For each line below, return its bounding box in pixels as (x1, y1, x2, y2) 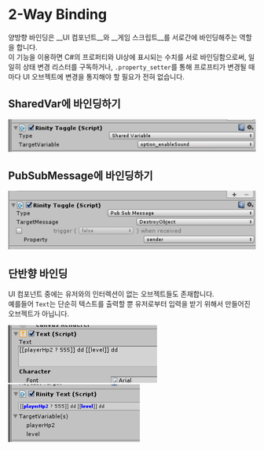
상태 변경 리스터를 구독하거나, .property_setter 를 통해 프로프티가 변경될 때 (22, 61, 255, 72)
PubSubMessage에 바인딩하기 (8, 169, 153, 182)
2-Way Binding (8, 6, 108, 24)
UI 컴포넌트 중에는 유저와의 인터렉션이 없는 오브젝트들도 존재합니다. (8, 289, 214, 299)
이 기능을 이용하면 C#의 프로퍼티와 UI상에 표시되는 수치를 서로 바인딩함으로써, (8, 52, 247, 61)
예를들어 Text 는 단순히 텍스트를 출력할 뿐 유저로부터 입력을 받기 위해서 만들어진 (8, 299, 251, 309)
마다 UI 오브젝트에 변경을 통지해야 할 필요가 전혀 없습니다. (8, 72, 185, 81)
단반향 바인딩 (8, 266, 68, 281)
